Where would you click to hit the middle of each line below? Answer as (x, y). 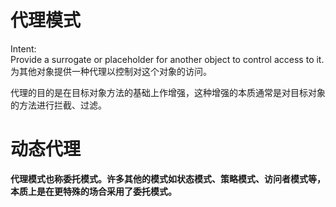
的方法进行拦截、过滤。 (58, 105)
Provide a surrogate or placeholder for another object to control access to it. (167, 59)
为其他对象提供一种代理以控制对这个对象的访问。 (111, 71)
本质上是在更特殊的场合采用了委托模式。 (93, 191)
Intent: (23, 48)
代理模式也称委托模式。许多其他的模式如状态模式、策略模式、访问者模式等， (168, 178)
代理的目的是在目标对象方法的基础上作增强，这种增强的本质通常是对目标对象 (168, 92)
